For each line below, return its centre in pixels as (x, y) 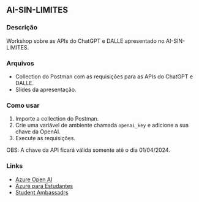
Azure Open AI (34, 179)
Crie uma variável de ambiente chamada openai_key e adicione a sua (102, 125)
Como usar (23, 105)
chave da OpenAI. (38, 132)
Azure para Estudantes (44, 185)
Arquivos (21, 63)
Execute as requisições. (45, 138)
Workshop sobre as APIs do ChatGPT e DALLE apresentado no (85, 41)
